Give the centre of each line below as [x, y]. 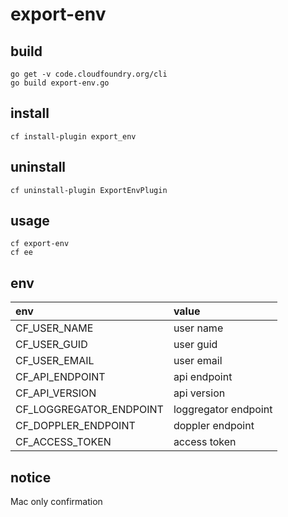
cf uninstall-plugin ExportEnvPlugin [89, 190]
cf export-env [40, 244]
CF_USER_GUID [51, 345]
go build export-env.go [60, 83]
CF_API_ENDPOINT [60, 377]
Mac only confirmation [56, 502]
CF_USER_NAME [54, 328]
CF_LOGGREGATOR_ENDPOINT [89, 410]
